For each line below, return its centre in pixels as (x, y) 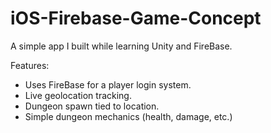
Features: (30, 65)
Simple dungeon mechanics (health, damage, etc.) (128, 116)
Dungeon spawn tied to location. (92, 106)
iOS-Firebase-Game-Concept (136, 18)
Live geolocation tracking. (78, 95)
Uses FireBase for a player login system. (108, 84)
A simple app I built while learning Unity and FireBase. (121, 46)
